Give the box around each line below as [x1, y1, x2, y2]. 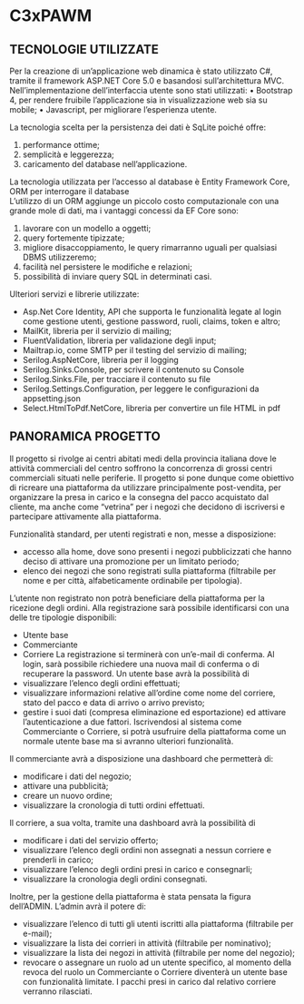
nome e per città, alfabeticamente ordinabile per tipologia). [22, 575, 242, 586]
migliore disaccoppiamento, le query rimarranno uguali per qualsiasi [22, 242, 278, 252]
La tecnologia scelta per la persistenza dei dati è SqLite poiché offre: [9, 122, 266, 133]
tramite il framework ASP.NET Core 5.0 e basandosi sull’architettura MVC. [9, 75, 284, 86]
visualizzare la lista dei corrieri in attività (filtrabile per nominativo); [22, 937, 271, 949]
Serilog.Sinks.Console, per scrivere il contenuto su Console [22, 364, 245, 375]
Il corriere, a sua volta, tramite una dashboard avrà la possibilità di [9, 817, 256, 828]
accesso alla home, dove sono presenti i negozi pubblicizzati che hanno [22, 546, 292, 556]
